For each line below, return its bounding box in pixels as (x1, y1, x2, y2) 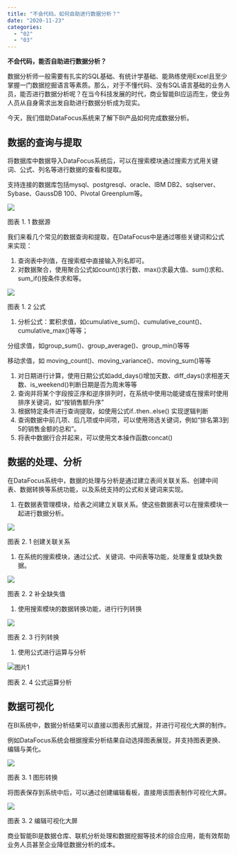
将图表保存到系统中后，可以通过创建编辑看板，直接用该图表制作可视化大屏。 (7, 788, 231, 796)
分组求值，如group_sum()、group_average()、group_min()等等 (7, 341, 190, 350)
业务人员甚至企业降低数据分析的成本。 (7, 840, 119, 849)
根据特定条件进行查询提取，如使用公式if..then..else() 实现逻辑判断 (17, 406, 209, 415)
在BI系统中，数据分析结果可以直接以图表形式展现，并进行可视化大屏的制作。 (7, 721, 230, 729)
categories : (7, 23, 42, 30)
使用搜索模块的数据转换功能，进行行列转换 (17, 604, 142, 613)
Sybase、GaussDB (7, 189, 62, 197)
